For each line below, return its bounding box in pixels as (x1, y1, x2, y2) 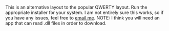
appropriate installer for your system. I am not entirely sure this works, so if (5, 9, 164, 15)
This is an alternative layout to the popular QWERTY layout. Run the (5, 4, 147, 10)
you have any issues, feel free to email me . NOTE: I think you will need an (5, 15, 160, 20)
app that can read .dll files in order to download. (5, 20, 107, 26)
